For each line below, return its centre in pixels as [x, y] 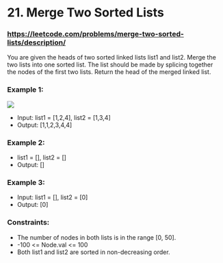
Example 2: [26, 142]
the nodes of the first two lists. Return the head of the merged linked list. [109, 72]
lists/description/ [37, 42]
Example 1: [25, 90]
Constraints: [28, 223]
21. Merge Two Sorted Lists [86, 13]
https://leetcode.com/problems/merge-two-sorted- [96, 34]
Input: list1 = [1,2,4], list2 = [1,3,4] [64, 117]
